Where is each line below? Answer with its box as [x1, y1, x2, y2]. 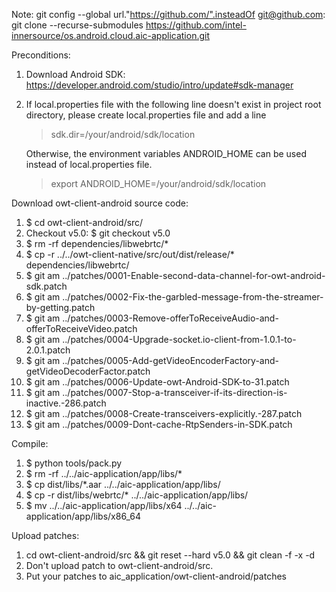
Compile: [11, 438, 49, 449]
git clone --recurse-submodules [11, 19, 144, 31]
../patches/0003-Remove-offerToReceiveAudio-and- [62, 312, 279, 324]
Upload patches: [11, 530, 80, 541]
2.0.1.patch [25, 344, 71, 356]
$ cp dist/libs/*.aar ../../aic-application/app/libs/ [25, 479, 221, 490]
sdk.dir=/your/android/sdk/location [50, 129, 196, 140]
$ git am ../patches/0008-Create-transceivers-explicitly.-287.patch [25, 408, 303, 419]
